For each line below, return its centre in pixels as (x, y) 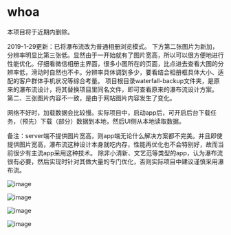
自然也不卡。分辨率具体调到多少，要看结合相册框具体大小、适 (136, 72)
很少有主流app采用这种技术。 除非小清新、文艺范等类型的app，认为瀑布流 (118, 153)
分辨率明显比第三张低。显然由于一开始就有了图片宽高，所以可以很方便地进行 (115, 55)
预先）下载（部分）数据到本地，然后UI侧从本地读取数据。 (103, 121)
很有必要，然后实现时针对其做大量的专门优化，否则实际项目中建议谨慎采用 (112, 161)
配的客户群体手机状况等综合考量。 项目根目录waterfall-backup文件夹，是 (111, 80)
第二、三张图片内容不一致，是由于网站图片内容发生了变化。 (91, 98)
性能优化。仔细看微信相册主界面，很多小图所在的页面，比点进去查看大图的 (112, 63)
